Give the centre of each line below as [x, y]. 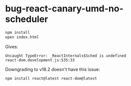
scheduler [27, 19]
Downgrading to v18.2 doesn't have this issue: [52, 69]
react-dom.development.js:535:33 [40, 60]
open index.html [22, 37]
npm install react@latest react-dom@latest [51, 78]
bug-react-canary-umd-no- [64, 9]
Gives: [12, 46]
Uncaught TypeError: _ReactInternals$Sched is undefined [66, 56]
